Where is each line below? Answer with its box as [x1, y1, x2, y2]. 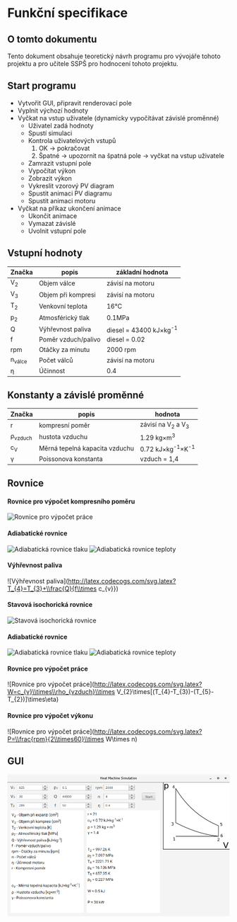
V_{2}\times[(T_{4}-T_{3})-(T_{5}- [116, 688, 214, 696]
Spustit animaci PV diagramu [28, 189, 112, 198]
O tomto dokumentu [7, 33, 97, 45]
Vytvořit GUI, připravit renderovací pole [17, 98, 132, 107]
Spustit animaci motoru [28, 196, 96, 205]
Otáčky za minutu [38, 345, 90, 353]
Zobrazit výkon [28, 173, 72, 182]
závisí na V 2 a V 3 [140, 420, 189, 430]
